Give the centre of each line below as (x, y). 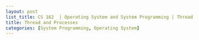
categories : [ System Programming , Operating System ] (73, 28)
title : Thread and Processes (42, 22)
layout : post (22, 11)
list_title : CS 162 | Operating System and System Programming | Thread (99, 17)
